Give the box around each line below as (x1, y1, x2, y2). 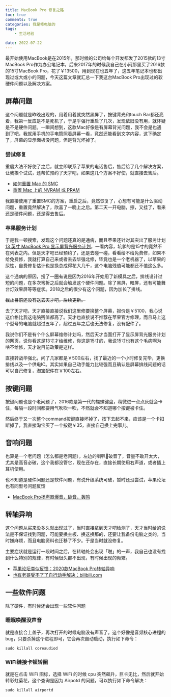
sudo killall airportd (5, 688, 53, 693)
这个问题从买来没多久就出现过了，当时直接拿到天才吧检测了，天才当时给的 (5, 525, 161, 531)
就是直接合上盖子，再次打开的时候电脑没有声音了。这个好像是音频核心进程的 (5, 629, 166, 635)
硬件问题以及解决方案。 (5, 80, 54, 87)
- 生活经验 (14, 31, 35, 36)
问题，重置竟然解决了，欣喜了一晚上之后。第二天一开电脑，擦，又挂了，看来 (5, 204, 166, 210)
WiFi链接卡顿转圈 (5, 658, 48, 665)
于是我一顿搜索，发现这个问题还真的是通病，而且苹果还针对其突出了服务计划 (5, 237, 166, 243)
